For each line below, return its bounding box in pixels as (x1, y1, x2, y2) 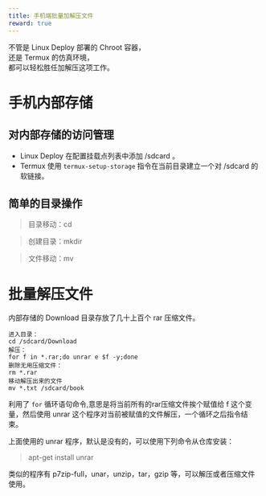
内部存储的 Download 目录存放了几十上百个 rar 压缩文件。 (8, 313, 200, 322)
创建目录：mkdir (27, 236, 83, 246)
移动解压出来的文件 (8, 377, 63, 386)
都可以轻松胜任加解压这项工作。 (8, 62, 114, 72)
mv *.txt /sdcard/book (8, 384, 84, 392)
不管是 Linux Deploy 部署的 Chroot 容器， (8, 42, 146, 52)
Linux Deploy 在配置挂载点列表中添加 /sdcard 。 (19, 150, 179, 161)
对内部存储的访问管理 (8, 128, 114, 141)
